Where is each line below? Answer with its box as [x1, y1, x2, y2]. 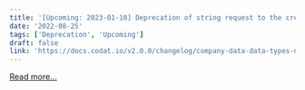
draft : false [9, 38, 59, 48]
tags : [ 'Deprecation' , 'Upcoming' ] [9, 30, 144, 39]
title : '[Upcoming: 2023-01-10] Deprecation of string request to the [9, 13, 282, 22]
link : [9, 47, 30, 56]
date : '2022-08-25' [9, 22, 84, 31]
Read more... [9, 71, 57, 82]
